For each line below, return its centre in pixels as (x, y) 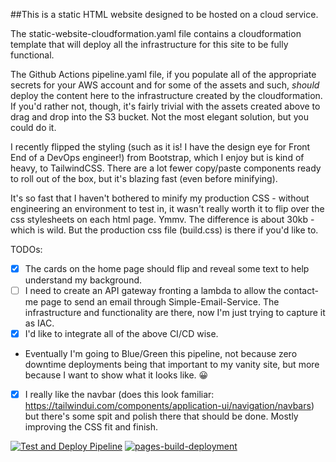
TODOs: (26, 249)
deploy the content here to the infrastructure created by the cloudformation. (166, 95)
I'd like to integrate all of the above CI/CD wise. (121, 334)
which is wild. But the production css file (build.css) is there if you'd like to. (164, 230)
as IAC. (39, 323)
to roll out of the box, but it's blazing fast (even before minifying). (144, 178)
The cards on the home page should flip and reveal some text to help (167, 268)
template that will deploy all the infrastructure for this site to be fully (149, 44)
